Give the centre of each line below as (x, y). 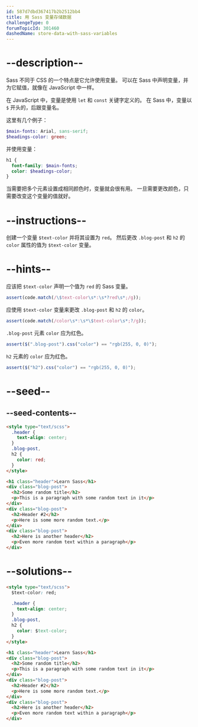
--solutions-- (39, 571)
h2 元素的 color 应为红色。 (38, 356)
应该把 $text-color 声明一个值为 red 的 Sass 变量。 (69, 286)
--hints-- (29, 269)
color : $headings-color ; (42, 171)
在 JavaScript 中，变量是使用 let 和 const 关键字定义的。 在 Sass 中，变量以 (99, 100)
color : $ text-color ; (42, 631)
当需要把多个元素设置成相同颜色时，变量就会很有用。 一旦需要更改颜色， (95, 189)
